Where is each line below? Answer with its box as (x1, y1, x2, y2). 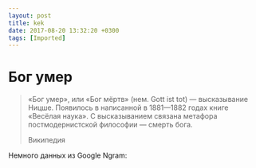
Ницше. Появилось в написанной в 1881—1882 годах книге (27, 103, 229, 112)
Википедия (27, 135, 66, 145)
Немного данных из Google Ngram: (8, 150, 128, 160)
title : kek (8, 19, 45, 27)
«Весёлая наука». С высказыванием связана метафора (27, 111, 218, 121)
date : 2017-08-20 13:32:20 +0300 (8, 26, 120, 34)
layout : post (8, 11, 52, 20)
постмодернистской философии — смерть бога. (27, 120, 193, 130)
